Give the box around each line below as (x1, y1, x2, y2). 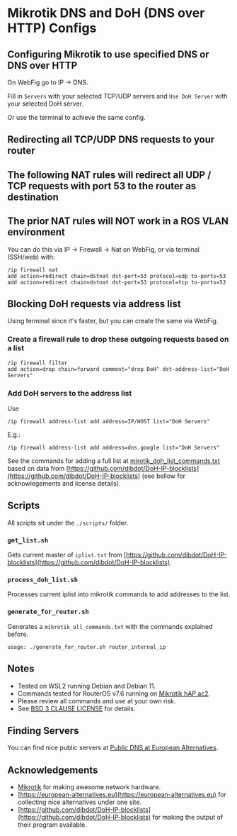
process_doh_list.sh (7, 576, 79, 584)
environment (7, 226, 65, 238)
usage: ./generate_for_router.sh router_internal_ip (7, 643, 166, 650)
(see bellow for (141, 472, 186, 480)
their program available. (17, 820, 87, 829)
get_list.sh (7, 536, 49, 544)
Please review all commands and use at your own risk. (17, 696, 176, 705)
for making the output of (151, 813, 224, 822)
